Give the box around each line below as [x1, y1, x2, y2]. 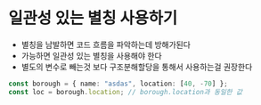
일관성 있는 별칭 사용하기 [8, 8, 178, 28]
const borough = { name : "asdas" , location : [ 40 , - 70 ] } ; [8, 79, 228, 88]
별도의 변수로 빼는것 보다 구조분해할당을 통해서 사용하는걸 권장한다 [20, 61, 253, 72]
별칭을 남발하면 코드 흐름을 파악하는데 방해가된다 [20, 39, 191, 50]
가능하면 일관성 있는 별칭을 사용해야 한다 [20, 50, 162, 61]
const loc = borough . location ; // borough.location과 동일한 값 [8, 87, 242, 96]
